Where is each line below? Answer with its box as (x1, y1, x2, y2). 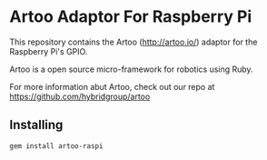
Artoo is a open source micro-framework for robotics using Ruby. (9, 64, 253, 75)
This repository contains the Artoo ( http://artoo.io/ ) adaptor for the (9, 36, 258, 47)
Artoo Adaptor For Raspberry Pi (9, 6, 252, 27)
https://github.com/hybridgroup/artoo (9, 91, 151, 102)
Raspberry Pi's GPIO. (9, 45, 88, 56)
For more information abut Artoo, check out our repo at (9, 81, 215, 92)
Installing (9, 117, 64, 133)
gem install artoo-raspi (9, 141, 104, 151)
